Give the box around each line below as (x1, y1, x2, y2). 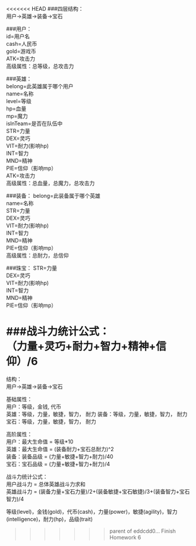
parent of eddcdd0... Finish (109, 527, 176, 535)
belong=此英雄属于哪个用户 (6, 83, 74, 89)
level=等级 (6, 98, 31, 104)
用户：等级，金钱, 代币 (6, 403, 61, 410)
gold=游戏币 (6, 48, 37, 55)
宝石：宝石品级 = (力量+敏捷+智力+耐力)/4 (6, 460, 110, 467)
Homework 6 (109, 533, 141, 541)
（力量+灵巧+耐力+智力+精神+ (6, 340, 156, 353)
